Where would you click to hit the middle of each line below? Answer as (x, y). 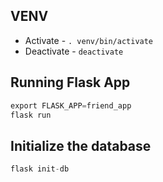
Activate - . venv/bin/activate (89, 40)
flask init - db (40, 169)
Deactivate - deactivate (74, 51)
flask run (31, 115)
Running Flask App (70, 82)
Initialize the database (81, 145)
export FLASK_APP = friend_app (71, 105)
